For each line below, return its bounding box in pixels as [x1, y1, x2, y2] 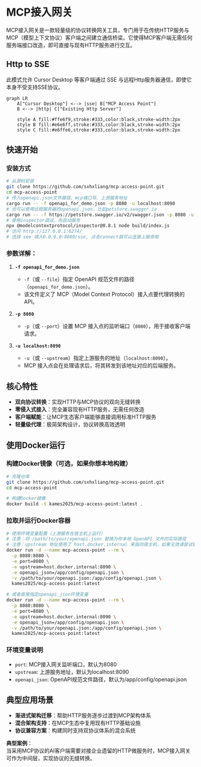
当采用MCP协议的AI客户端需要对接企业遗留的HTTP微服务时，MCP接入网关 [6, 747, 191, 754]
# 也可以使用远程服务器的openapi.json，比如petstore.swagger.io [6, 206, 157, 212]
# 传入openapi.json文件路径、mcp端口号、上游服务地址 [6, 195, 127, 201]
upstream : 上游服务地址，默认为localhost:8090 [14, 668, 129, 675]
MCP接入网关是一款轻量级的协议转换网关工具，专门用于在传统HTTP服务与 [6, 26, 190, 34]
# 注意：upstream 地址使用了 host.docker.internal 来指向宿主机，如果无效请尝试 [6, 541, 193, 548]
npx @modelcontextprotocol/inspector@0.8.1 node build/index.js [6, 223, 170, 229]
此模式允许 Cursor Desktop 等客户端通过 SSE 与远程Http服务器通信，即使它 [6, 76, 192, 83]
